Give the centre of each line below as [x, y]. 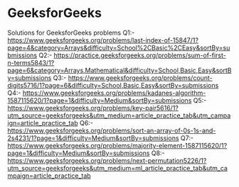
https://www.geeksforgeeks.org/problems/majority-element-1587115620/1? [117, 145]
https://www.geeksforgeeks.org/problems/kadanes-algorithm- [114, 93]
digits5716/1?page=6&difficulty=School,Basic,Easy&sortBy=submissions [113, 85]
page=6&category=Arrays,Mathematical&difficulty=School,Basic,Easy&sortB [119, 70]
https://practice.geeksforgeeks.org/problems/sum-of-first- [140, 55]
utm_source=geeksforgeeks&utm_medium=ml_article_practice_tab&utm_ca [117, 168]
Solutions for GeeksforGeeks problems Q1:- [71, 33]
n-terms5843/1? [31, 62]
